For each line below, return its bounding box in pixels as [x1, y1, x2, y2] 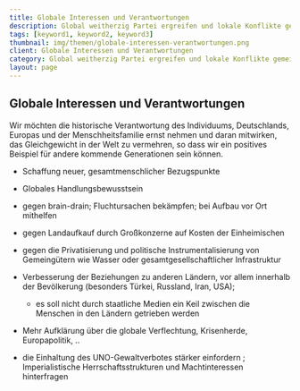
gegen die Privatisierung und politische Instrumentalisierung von [21, 244, 260, 255]
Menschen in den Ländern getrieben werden [35, 308, 200, 319]
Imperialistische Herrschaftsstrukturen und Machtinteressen [21, 361, 244, 372]
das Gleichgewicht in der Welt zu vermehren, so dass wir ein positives [9, 139, 268, 149]
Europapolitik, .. [21, 335, 80, 345]
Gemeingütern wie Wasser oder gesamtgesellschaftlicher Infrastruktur [21, 254, 281, 265]
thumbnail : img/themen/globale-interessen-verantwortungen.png [9, 38, 250, 47]
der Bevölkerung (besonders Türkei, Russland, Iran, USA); [21, 281, 235, 292]
